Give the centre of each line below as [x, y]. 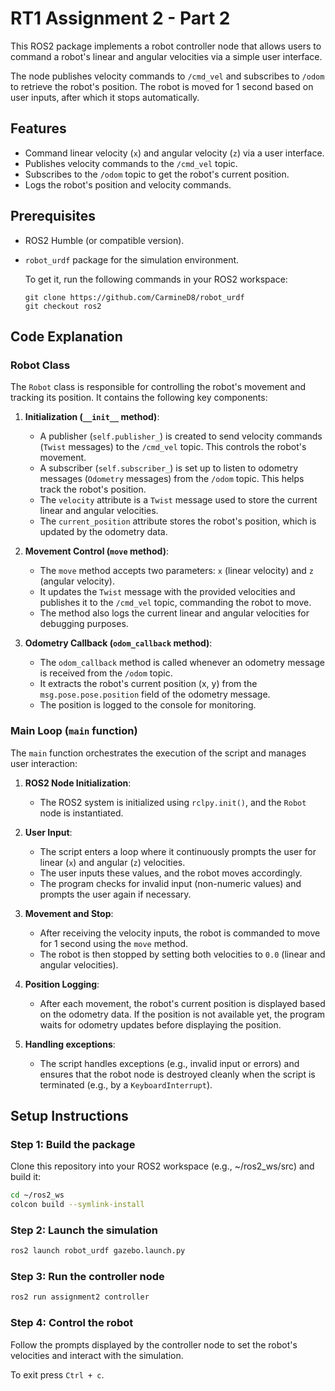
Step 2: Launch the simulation [84, 1230]
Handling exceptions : [70, 1044]
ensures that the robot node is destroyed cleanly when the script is [177, 1074]
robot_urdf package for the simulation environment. [132, 259]
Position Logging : [62, 984]
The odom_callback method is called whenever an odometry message [182, 663]
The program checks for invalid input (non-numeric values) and [170, 883]
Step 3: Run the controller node [87, 1277]
